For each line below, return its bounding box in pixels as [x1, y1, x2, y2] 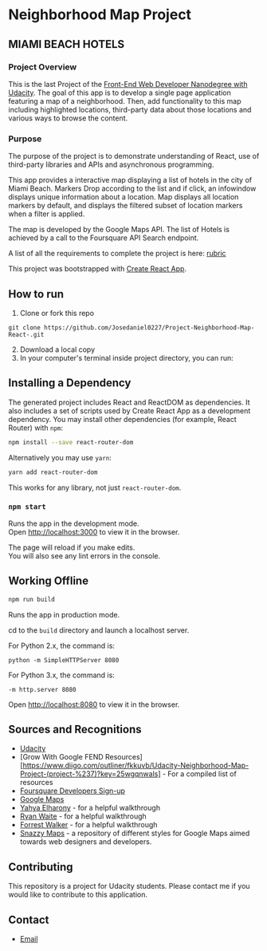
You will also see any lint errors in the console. [8, 550, 161, 560]
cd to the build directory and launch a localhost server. [8, 625, 190, 635]
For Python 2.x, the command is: [8, 641, 116, 650]
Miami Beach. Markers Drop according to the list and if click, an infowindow [8, 183, 257, 193]
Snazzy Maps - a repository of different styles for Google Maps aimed [19, 828, 250, 839]
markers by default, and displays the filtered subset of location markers [8, 201, 243, 211]
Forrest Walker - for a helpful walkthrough [19, 820, 158, 830]
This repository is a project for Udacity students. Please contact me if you [8, 882, 250, 891]
